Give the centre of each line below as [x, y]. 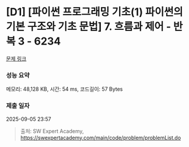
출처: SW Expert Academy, [52, 131]
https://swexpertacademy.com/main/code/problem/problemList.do [101, 138]
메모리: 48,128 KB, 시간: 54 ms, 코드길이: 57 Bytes [64, 89]
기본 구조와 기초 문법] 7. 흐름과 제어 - [88, 27]
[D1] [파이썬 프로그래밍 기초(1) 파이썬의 [94, 12]
